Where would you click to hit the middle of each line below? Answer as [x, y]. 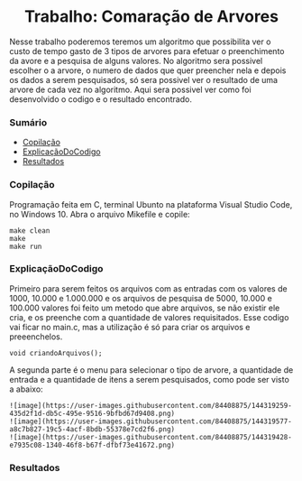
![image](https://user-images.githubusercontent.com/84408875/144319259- [151, 405]
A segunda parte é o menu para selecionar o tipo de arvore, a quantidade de [151, 370]
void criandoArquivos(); [56, 353]
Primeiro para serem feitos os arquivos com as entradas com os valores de [148, 288]
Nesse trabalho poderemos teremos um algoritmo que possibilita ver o [140, 42]
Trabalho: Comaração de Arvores [151, 17]
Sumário [28, 122]
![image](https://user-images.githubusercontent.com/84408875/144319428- [151, 437]
